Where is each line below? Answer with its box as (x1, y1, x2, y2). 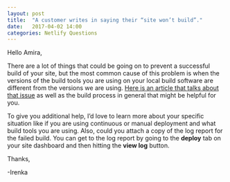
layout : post (7, 10, 45, 17)
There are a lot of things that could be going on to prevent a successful (7, 62, 210, 70)
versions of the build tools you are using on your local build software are (7, 77, 213, 85)
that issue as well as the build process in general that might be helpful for (7, 91, 217, 100)
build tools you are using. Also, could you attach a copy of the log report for (7, 127, 223, 135)
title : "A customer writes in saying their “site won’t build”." (7, 17, 203, 24)
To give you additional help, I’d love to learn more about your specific (7, 112, 204, 120)
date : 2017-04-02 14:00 (7, 23, 82, 30)
